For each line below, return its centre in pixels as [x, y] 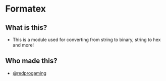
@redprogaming [30, 73]
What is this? [26, 28]
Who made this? [31, 61]
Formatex [26, 9]
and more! [23, 45]
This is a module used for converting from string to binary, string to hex [87, 39]
